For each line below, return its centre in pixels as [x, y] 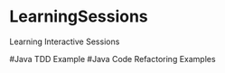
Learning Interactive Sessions [65, 41]
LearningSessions [79, 17]
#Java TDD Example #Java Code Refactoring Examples [112, 59]
